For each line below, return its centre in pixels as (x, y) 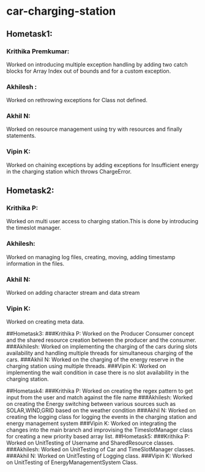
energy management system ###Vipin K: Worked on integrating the (91, 424)
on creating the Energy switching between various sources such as (91, 404)
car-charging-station (61, 11)
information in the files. (35, 264)
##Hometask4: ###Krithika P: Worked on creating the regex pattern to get (100, 391)
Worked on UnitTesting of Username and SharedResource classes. (90, 443)
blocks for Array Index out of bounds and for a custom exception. (89, 71)
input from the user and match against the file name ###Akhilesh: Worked (99, 397)
